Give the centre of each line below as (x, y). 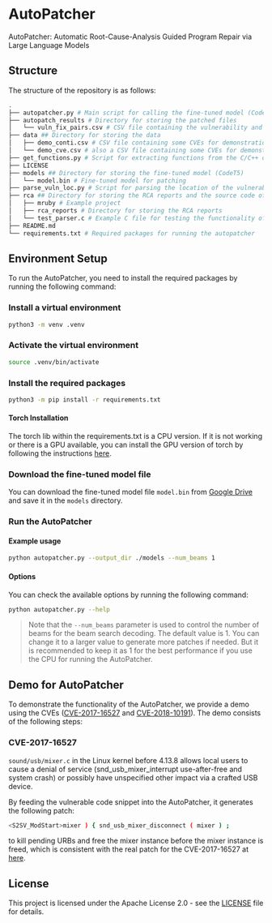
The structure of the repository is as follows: (82, 90)
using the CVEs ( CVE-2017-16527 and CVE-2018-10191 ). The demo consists (135, 713)
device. (21, 786)
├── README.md (32, 225)
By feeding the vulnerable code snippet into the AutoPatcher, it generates (131, 802)
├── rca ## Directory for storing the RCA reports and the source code (132, 195)
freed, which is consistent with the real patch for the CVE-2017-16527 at (129, 849)
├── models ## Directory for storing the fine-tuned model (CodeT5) (126, 173)
